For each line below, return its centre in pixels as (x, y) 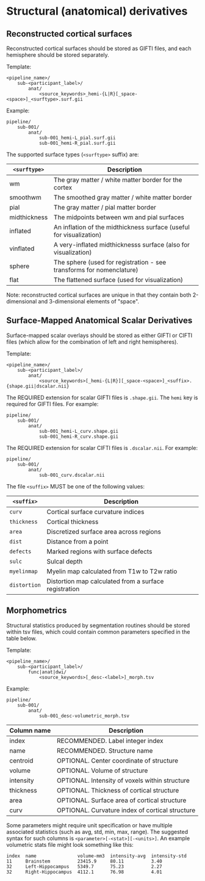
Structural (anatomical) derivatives (97, 11)
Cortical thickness (73, 521)
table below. (22, 638)
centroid (21, 760)
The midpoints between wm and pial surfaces (119, 217)
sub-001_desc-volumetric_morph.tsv (84, 716)
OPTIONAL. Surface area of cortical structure (122, 800)
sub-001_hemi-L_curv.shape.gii (79, 431)
